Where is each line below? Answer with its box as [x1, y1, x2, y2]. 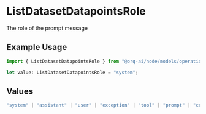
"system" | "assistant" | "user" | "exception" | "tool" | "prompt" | [6, 102, 191, 109]
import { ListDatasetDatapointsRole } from [6, 58, 120, 65]
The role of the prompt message [6, 24, 88, 32]
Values [6, 86, 34, 96]
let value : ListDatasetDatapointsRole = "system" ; [6, 69, 139, 76]
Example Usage [6, 42, 67, 52]
